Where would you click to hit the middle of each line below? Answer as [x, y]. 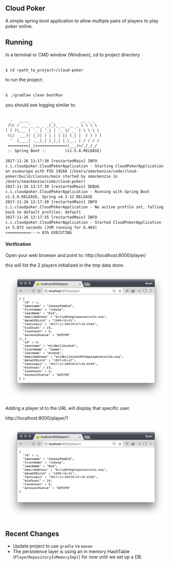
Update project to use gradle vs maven [53, 546]
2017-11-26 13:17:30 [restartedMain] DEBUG [52, 187]
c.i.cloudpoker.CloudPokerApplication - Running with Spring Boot [78, 192]
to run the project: [24, 80]
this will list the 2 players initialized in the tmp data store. [65, 265]
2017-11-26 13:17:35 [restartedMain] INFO [51, 218]
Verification [18, 244]
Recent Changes [33, 534]
